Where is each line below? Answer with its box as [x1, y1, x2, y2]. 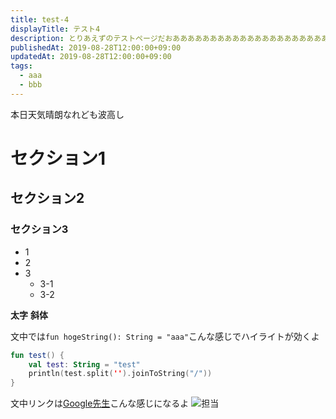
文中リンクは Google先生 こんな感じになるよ [10, 397, 190, 410]
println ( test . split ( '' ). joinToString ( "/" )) [28, 369, 213, 379]
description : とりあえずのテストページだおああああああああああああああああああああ [10, 33, 322, 43]
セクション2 [10, 190, 85, 207]
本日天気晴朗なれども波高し [10, 108, 125, 120]
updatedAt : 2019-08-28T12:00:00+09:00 [10, 52, 172, 62]
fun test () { [10, 350, 65, 360]
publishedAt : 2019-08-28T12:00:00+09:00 [10, 42, 182, 53]
